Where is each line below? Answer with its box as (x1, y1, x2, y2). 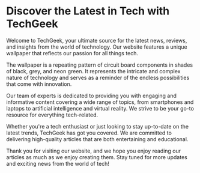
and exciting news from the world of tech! (6, 160, 110, 167)
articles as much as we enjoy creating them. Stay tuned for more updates (6, 153, 187, 160)
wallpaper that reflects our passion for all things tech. (6, 49, 139, 56)
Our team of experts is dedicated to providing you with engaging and (6, 92, 177, 99)
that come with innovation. (6, 80, 72, 88)
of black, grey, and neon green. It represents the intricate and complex (6, 67, 181, 74)
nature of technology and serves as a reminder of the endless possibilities (6, 74, 190, 81)
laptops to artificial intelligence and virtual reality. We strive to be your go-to (6, 105, 194, 112)
